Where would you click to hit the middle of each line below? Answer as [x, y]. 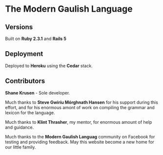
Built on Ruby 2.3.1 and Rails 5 [36, 39]
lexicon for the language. [30, 113]
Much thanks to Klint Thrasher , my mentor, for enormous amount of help [79, 122]
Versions [19, 27]
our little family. [20, 147]
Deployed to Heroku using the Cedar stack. [49, 66]
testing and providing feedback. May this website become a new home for [80, 142]
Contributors [25, 81]
